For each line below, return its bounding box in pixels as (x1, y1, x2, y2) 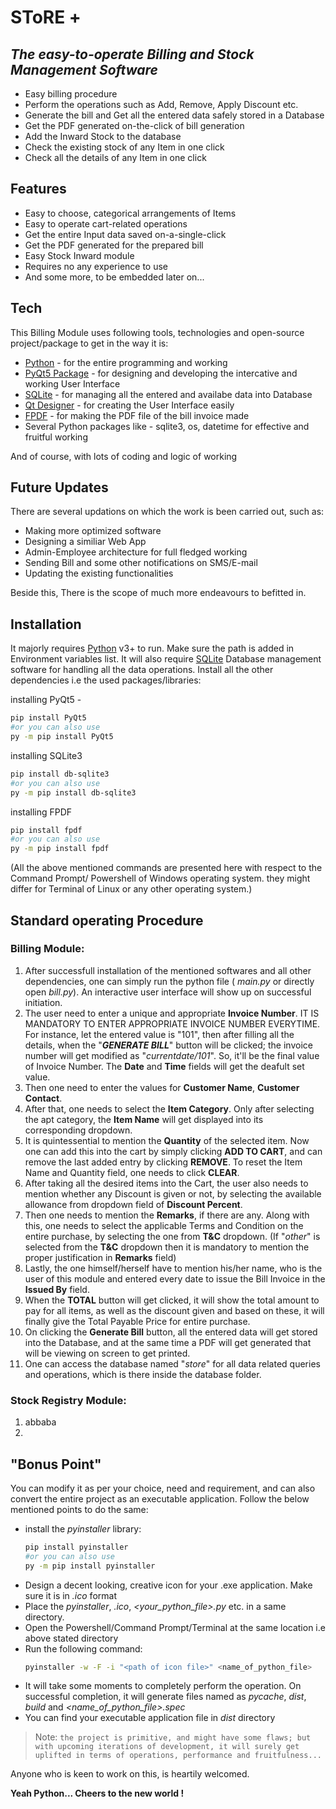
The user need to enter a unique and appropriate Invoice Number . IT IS (24, 1007, 320, 1019)
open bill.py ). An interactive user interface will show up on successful (24, 986, 312, 998)
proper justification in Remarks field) (24, 1251, 177, 1263)
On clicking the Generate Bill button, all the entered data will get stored (24, 1326, 318, 1338)
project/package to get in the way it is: (10, 337, 169, 349)
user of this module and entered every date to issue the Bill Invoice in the (24, 1272, 326, 1285)
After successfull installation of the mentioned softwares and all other (24, 964, 312, 976)
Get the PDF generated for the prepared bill (24, 239, 204, 251)
